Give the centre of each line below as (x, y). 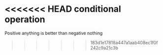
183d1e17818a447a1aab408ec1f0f (124, 42)
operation (25, 19)
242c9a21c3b (104, 48)
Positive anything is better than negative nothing (54, 33)
